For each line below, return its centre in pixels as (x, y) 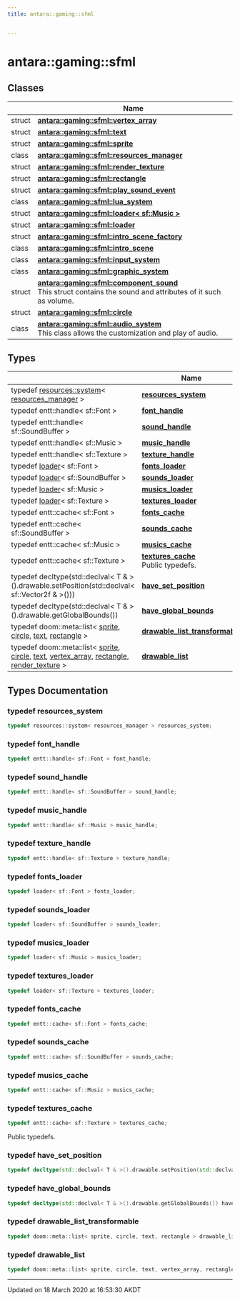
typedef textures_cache (50, 1108)
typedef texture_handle (49, 844)
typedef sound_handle (47, 777)
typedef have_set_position (55, 1155)
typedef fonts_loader (45, 876)
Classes (26, 88)
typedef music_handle (47, 810)
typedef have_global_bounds (59, 1189)
